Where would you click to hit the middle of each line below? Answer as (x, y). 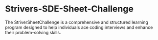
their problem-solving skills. (33, 32)
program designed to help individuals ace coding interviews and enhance (79, 27)
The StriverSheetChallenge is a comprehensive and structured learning (77, 22)
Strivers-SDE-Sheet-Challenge (69, 9)
